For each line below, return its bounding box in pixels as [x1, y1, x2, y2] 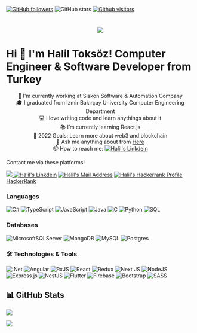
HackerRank [6, 178, 37, 185]
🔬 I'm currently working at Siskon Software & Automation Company [17, 93, 183, 100]
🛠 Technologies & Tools [6, 250, 78, 258]
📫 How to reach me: [53, 145, 104, 152]
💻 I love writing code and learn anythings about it [39, 114, 162, 122]
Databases [6, 221, 38, 230]
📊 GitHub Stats [6, 290, 64, 300]
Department [85, 108, 115, 115]
